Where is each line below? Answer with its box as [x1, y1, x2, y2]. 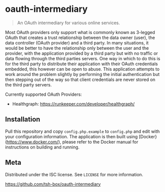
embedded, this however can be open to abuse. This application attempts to [5, 66, 160, 72]
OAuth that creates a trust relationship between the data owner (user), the [5, 35, 155, 40]
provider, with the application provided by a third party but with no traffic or [5, 50, 158, 56]
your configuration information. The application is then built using [5, 133, 138, 139]
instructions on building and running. [5, 144, 80, 150]
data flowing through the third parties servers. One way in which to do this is [5, 55, 161, 61]
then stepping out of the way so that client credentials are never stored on [5, 77, 156, 82]
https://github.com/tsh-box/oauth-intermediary [5, 181, 101, 187]
